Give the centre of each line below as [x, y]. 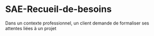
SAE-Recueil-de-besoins [58, 9]
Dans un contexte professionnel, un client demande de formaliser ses [77, 23]
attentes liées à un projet [31, 28]
